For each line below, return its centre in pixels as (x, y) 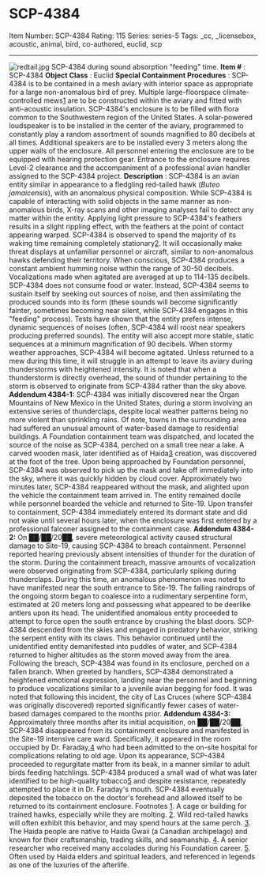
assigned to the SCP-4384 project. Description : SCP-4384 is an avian (124, 176)
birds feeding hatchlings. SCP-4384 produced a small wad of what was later (133, 772)
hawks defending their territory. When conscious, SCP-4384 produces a (127, 260)
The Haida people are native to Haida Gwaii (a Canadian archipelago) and (128, 831)
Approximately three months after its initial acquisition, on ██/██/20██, (126, 722)
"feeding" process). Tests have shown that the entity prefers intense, (121, 319)
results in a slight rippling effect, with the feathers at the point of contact (126, 226)
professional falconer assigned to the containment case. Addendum (120, 529)
